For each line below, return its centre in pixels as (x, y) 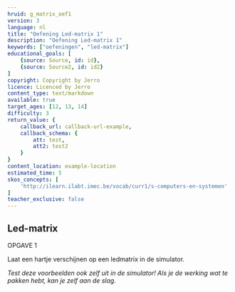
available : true (31, 100)
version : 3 (23, 21)
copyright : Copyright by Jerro (54, 80)
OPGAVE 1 (22, 245)
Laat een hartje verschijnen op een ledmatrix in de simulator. (96, 259)
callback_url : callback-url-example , (76, 126)
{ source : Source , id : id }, (60, 61)
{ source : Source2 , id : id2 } (62, 67)
